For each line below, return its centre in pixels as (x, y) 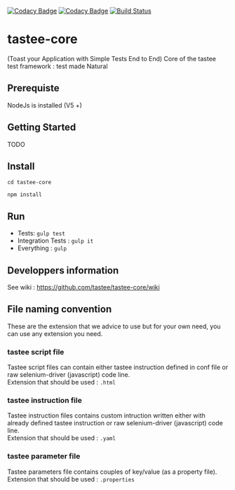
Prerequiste (33, 88)
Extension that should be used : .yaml (61, 438)
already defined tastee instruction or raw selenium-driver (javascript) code (115, 423)
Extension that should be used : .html (61, 382)
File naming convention (60, 309)
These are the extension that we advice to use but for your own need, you (114, 326)
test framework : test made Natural (58, 66)
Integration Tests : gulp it (55, 241)
